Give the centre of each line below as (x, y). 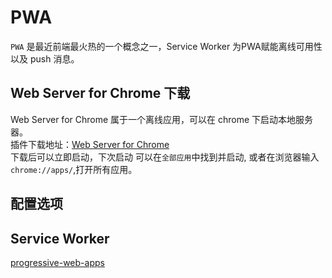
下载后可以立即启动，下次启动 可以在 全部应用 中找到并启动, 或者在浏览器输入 (165, 157)
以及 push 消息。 (45, 58)
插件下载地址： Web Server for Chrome (90, 144)
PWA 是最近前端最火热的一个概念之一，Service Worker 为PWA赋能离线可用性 (166, 46)
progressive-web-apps (57, 262)
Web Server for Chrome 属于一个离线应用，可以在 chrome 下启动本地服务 (162, 119)
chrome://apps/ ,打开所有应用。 (74, 169)
